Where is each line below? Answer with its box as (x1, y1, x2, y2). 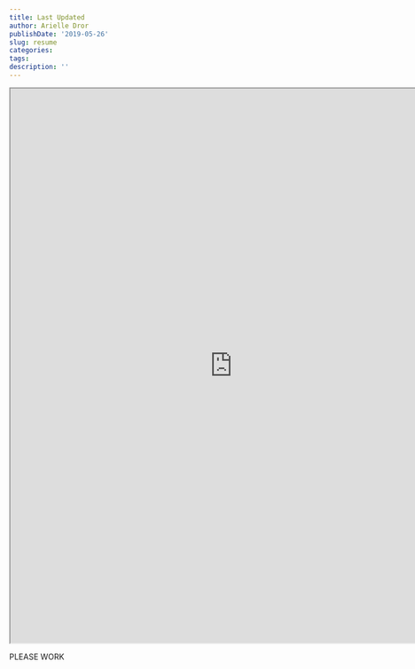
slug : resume (9, 37, 58, 47)
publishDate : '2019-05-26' (9, 29, 109, 38)
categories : (9, 46, 53, 55)
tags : (9, 54, 29, 63)
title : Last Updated (9, 12, 86, 22)
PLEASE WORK (9, 651, 65, 662)
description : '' (9, 63, 69, 72)
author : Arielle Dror (9, 21, 90, 30)
